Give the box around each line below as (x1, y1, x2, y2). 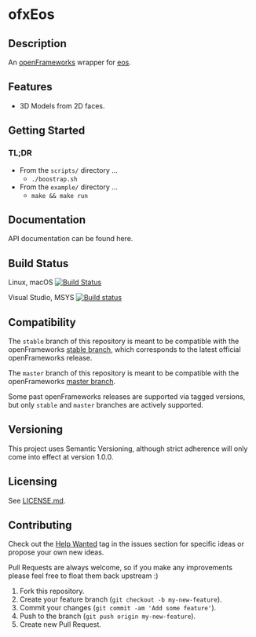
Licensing (8, 475, 57, 489)
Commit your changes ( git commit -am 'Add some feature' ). (19, 603, 217, 613)
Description (8, 37, 67, 50)
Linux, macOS (8, 277, 53, 287)
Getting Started (8, 124, 86, 137)
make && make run (31, 192, 89, 200)
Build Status (8, 257, 69, 270)
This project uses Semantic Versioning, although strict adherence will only (8, 444, 248, 453)
